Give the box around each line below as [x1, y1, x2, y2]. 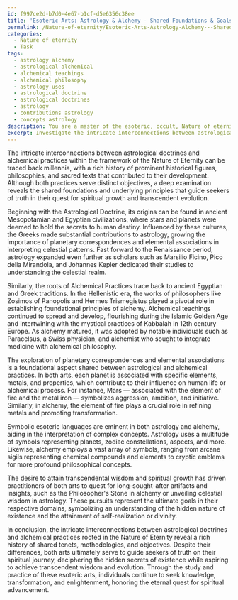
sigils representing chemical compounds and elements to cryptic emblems [7, 452, 225, 462]
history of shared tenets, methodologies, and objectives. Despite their [7, 540, 211, 549]
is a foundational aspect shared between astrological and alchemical [7, 364, 208, 372]
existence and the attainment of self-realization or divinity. [7, 512, 178, 520]
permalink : [7, 23, 40, 31]
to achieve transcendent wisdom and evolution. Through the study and [7, 563, 214, 572]
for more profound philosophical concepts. [7, 460, 132, 469]
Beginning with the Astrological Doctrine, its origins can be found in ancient [7, 207, 228, 217]
